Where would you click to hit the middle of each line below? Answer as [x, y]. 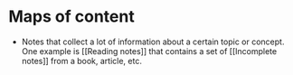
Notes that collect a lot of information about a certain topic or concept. [153, 42]
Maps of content [71, 17]
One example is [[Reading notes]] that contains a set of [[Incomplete [149, 51]
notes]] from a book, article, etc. [81, 61]
